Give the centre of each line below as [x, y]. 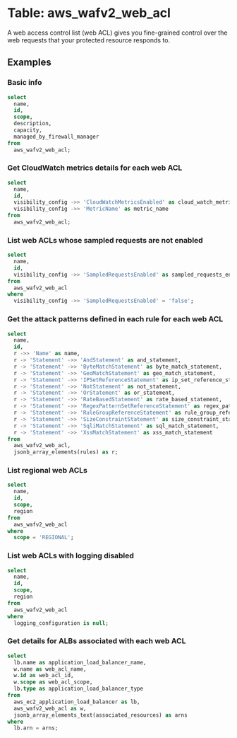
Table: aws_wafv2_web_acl [89, 13]
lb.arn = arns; [36, 728]
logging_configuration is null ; [61, 623]
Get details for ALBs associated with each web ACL [97, 641]
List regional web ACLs [48, 471]
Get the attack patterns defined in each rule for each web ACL [115, 319]
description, [33, 124]
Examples [29, 63]
